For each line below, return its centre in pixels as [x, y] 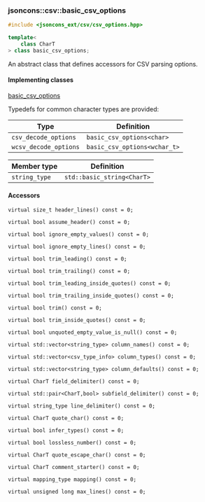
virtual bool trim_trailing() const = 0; [69, 272]
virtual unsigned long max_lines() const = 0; [77, 492]
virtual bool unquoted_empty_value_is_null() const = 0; [93, 333]
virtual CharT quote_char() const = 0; [66, 419]
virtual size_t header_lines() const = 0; [71, 210]
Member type [35, 166]
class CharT [38, 44]
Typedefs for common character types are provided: [84, 109]
